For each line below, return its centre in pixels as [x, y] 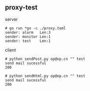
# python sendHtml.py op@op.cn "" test [45, 76]
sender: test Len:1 [28, 41]
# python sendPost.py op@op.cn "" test [45, 59]
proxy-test [21, 8]
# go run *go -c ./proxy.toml [36, 28]
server [12, 19]
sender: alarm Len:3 [28, 32]
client [10, 50]
